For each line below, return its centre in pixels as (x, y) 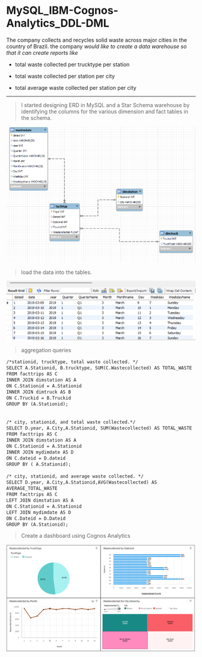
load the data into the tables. (56, 272)
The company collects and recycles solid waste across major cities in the (97, 40)
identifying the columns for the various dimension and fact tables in (104, 111)
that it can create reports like (42, 52)
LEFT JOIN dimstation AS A (40, 500)
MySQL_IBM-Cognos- (62, 11)
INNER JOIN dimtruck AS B (38, 392)
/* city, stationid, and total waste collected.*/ (71, 422)
